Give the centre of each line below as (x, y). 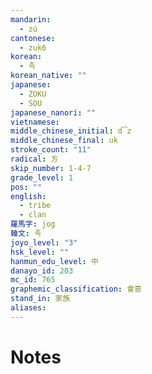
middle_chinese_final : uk (64, 141)
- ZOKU (33, 94)
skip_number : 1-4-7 (51, 168)
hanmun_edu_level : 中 (54, 261)
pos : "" (26, 187)
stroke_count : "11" (51, 150)
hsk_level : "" (40, 252)
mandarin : (31, 19)
